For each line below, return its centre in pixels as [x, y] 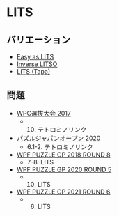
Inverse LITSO [37, 64]
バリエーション [39, 39]
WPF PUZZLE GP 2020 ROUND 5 [64, 169]
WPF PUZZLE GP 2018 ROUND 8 [63, 155]
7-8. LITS [40, 162]
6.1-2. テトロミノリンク [60, 146]
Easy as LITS [35, 57]
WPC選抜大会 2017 [43, 113]
